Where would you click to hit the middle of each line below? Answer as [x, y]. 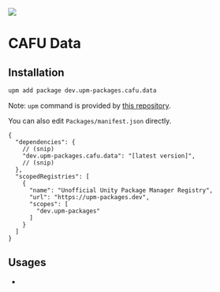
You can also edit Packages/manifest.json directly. [90, 120]
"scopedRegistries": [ [52, 176]
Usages [27, 262]
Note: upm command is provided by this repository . [89, 105]
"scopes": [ [48, 204]
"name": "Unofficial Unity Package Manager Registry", [121, 190]
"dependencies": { [46, 142]
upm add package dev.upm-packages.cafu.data [82, 91]
